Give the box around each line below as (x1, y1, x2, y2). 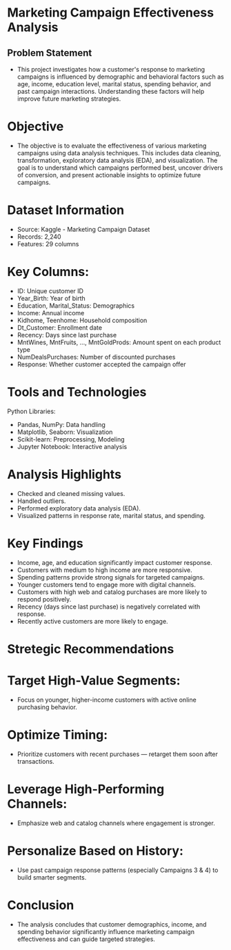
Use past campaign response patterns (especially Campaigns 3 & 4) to (17, 866, 219, 874)
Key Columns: (7, 264, 90, 280)
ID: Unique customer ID (17, 286, 84, 295)
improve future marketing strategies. (17, 95, 121, 103)
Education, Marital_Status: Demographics (17, 301, 135, 310)
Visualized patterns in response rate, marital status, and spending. (17, 511, 205, 519)
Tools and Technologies (7, 384, 147, 399)
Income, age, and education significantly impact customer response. (17, 558, 212, 566)
